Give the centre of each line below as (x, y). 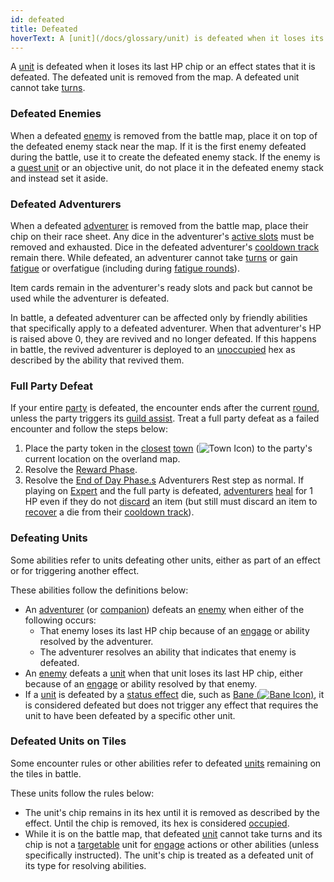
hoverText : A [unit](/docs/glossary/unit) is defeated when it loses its (167, 38)
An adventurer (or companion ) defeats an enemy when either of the (164, 609)
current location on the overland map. (102, 459)
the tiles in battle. (46, 773)
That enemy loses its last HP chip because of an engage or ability (174, 630)
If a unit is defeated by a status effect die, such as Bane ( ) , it (174, 694)
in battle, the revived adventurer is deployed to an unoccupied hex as (153, 349)
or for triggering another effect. (75, 570)
